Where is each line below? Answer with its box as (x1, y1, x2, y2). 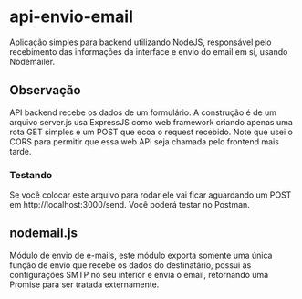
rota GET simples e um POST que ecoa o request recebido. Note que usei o (9, 126, 294, 137)
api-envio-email (9, 6, 134, 27)
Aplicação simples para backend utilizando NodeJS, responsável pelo (9, 37, 272, 48)
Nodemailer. (9, 56, 56, 67)
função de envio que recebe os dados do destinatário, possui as (9, 259, 252, 271)
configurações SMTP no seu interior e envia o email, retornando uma (9, 269, 269, 280)
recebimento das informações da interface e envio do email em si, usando (9, 46, 288, 57)
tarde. (9, 145, 32, 156)
